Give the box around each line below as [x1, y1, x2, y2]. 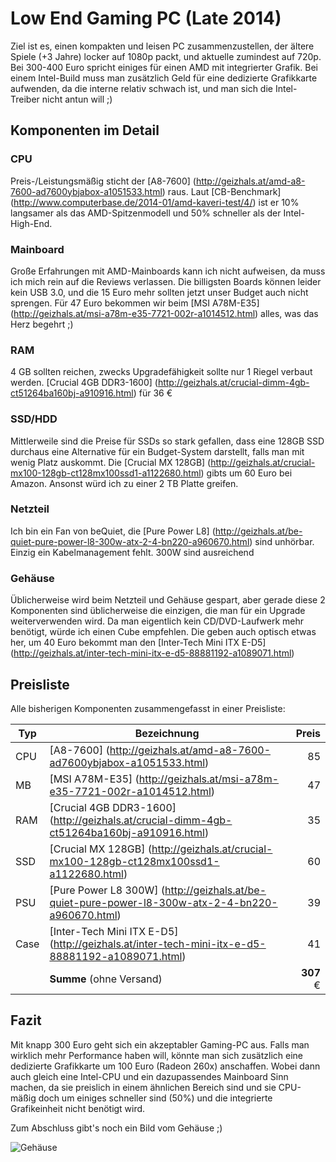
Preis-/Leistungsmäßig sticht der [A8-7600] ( [10, 175, 197, 187]
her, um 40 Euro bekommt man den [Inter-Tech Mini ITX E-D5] [10, 637, 267, 649]
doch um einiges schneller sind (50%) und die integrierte [38, 1092, 273, 1104]
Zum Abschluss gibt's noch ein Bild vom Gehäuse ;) [10, 1122, 223, 1134]
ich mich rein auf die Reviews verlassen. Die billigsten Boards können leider [10, 275, 322, 287]
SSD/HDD [10, 412, 58, 426]
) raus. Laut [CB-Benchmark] [161, 185, 282, 197]
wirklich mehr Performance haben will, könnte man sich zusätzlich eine [10, 1049, 304, 1061]
